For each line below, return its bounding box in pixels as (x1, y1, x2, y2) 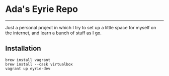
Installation (5, 44, 41, 53)
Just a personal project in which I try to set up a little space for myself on (5, 24, 156, 30)
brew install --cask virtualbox (5, 62, 73, 67)
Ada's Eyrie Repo (5, 3, 78, 15)
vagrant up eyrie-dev (5, 66, 51, 71)
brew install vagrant (5, 57, 51, 63)
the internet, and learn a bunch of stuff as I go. (5, 30, 102, 36)
